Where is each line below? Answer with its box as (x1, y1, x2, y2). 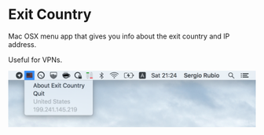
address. (8, 39, 37, 49)
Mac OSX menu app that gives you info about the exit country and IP (8, 31, 230, 41)
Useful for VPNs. (8, 55, 63, 64)
